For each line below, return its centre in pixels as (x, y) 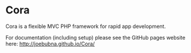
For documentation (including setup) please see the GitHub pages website (95, 37)
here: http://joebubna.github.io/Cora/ (50, 44)
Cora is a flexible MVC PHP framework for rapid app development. (86, 26)
